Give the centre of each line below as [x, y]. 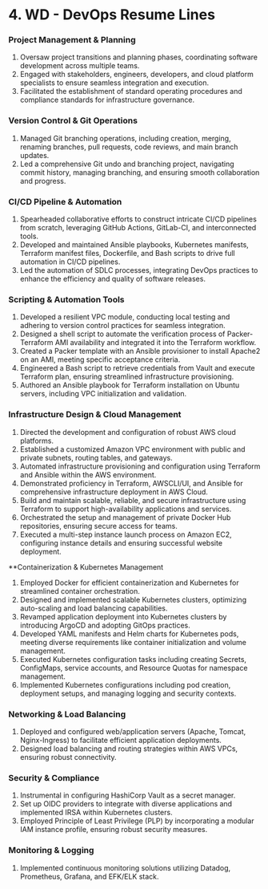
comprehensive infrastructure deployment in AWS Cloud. [114, 492]
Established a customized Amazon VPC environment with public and [132, 449]
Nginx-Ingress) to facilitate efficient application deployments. [121, 740]
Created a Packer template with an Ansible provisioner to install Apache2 [140, 351]
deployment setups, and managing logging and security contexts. [128, 693]
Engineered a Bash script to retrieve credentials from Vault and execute [138, 368]
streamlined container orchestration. [80, 591]
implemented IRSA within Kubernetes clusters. [96, 813]
